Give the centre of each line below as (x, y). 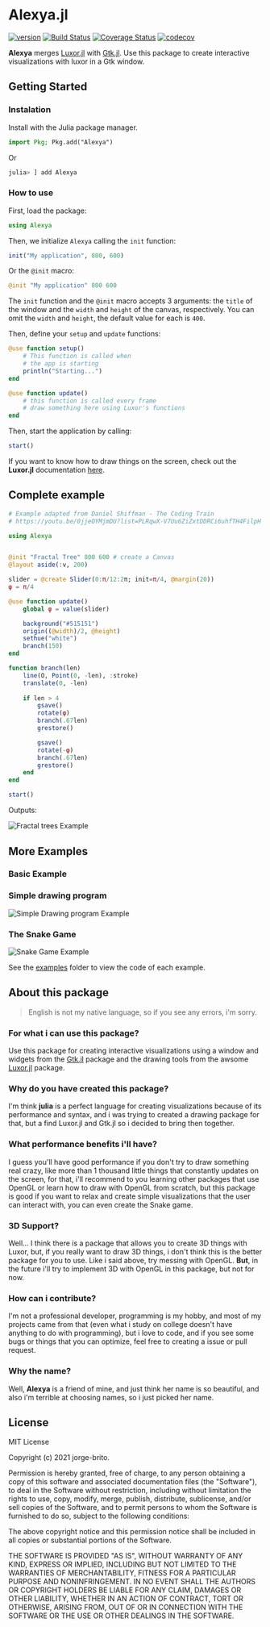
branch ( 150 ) (43, 646)
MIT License (29, 1442)
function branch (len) (45, 668)
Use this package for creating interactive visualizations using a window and (134, 1051)
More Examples (48, 851)
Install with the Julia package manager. (73, 127)
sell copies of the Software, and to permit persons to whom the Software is (133, 1508)
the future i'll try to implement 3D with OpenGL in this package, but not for (131, 1269)
